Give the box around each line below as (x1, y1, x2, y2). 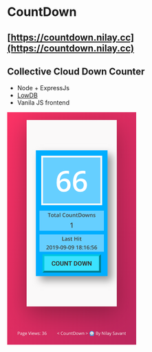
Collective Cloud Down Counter (7, 65, 145, 77)
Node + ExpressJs (17, 84, 70, 92)
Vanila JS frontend (17, 99, 70, 107)
